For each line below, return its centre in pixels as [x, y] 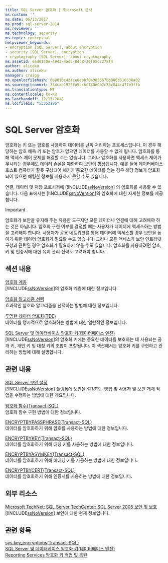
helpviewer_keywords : [28, 43]
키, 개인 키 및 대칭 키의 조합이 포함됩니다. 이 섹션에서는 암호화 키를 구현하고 [84, 345]
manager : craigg [22, 76]
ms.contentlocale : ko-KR [31, 94]
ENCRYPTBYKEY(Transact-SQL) [39, 438]
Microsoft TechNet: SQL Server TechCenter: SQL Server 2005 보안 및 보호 [81, 507]
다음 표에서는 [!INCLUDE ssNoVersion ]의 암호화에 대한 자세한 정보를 [87, 193]
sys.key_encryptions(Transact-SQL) [42, 543]
